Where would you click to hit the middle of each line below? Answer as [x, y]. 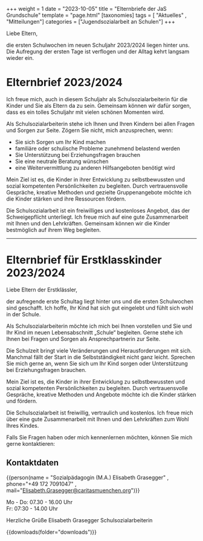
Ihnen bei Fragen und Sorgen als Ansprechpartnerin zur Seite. [83, 339]
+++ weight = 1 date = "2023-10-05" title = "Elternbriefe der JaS [87, 9]
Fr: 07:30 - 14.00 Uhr [32, 508]
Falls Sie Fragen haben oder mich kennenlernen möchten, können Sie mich [99, 437]
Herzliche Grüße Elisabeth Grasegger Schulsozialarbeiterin [79, 520]
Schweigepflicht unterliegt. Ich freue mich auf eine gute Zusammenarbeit [97, 217]
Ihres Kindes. [23, 425]
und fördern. [22, 401]
